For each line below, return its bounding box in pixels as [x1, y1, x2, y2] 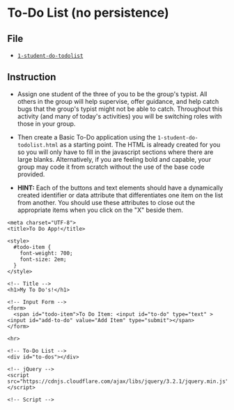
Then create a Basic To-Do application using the [17, 132, 157, 141]
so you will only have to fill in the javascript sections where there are [17, 148, 214, 156]
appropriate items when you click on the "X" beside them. [17, 206, 183, 214]
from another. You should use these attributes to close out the [17, 198, 195, 206]
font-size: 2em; [19, 256, 68, 263]
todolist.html [17, 142, 58, 149]
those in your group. [17, 119, 76, 128]
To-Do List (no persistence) [7, 5, 169, 21]
